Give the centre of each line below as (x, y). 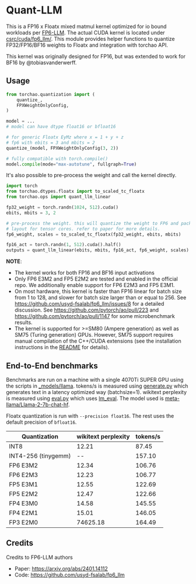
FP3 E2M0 (24, 522)
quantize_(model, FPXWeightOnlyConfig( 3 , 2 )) (62, 148)
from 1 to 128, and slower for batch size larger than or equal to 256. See (100, 298)
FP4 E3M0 (24, 503)
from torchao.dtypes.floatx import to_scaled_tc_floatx (75, 191)
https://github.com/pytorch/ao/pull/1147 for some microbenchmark (94, 316)
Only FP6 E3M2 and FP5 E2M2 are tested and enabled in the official (96, 279)
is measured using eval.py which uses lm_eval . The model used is (85, 398)
